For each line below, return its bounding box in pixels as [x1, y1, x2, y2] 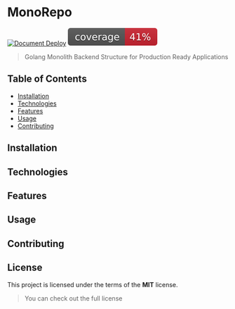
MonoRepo [7, 4, 72, 20]
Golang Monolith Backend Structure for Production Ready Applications [24, 52, 229, 61]
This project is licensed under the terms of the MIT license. [7, 280, 178, 289]
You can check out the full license [24, 294, 123, 303]
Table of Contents [7, 73, 88, 85]
